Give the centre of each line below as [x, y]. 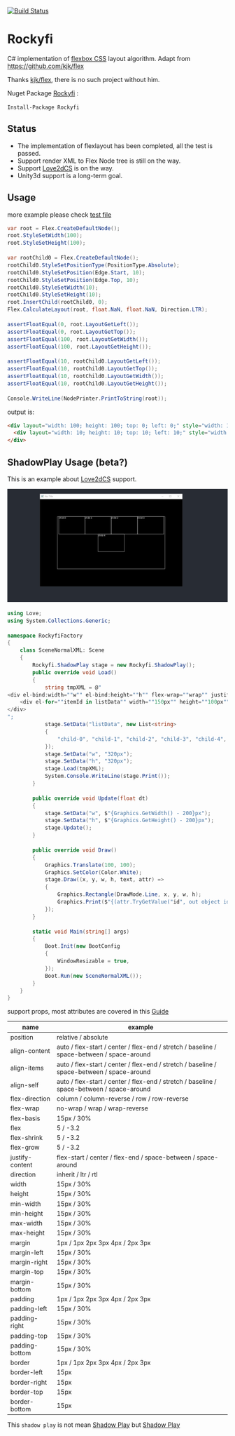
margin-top [27, 1272]
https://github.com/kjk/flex [45, 66]
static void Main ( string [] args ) [81, 932]
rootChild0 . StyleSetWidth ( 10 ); [53, 288]
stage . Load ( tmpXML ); [74, 769]
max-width [27, 1223]
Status [22, 129]
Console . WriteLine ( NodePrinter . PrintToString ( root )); [87, 398]
